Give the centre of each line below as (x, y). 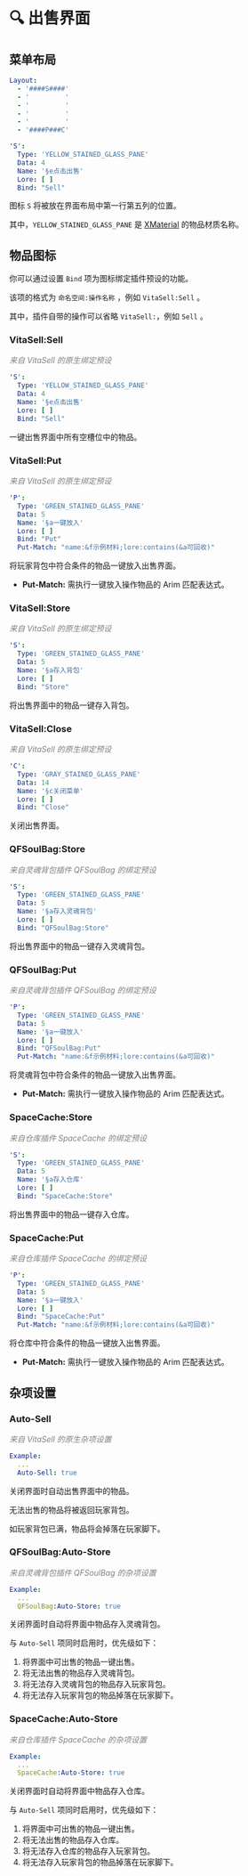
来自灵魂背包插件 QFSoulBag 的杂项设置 (83, 1572)
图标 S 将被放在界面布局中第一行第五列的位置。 (96, 206)
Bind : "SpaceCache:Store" (65, 1196)
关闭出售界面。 (36, 825)
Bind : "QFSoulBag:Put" (59, 1048)
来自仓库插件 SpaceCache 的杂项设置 (78, 1739)
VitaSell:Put (36, 460)
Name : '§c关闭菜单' (51, 791)
